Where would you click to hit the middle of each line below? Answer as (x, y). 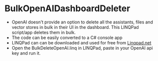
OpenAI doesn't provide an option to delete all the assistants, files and (82, 22)
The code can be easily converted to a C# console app (67, 38)
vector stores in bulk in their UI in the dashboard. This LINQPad (75, 27)
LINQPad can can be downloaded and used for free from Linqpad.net (81, 42)
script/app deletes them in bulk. (44, 32)
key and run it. (26, 53)
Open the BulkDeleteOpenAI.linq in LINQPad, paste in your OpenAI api (82, 48)
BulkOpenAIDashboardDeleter (68, 9)
